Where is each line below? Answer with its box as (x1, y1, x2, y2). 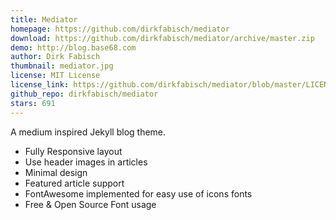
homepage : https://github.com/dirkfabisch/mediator (10, 24, 230, 34)
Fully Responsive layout (24, 145, 123, 157)
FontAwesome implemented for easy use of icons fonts (24, 187, 253, 200)
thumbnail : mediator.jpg (10, 61, 114, 71)
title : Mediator (10, 14, 78, 25)
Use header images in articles (24, 156, 148, 168)
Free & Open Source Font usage (24, 198, 157, 210)
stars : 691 (10, 98, 56, 108)
